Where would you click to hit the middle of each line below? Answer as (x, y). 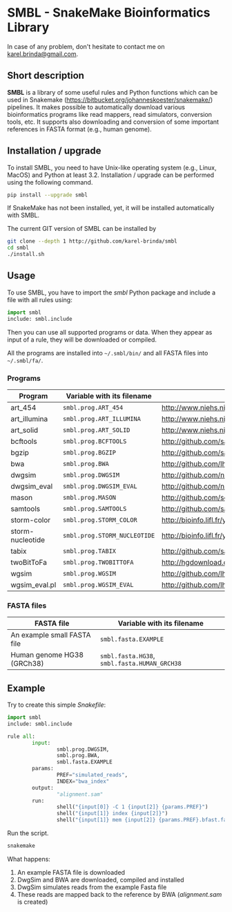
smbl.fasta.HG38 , (127, 656)
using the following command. (50, 182)
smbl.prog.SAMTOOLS (95, 509)
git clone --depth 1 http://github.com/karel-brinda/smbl (92, 241)
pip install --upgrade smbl (48, 195)
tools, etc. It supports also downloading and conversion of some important (113, 122)
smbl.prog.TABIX (89, 551)
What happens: (29, 859)
